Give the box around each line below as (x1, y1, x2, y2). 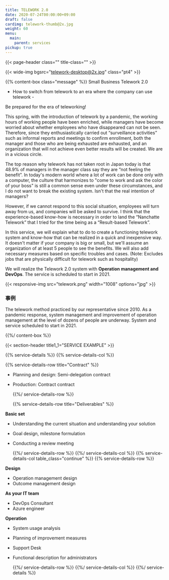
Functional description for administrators (12, 554, 97, 560)
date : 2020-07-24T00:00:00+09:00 (5, 12, 76, 17)
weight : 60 (5, 26, 28, 31)
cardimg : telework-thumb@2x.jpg (5, 21, 73, 27)
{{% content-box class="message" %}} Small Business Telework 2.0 (5, 79, 148, 85)
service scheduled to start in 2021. (5, 322, 77, 328)
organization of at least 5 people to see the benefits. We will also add (5, 245, 149, 251)
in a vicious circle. (5, 151, 43, 157)
